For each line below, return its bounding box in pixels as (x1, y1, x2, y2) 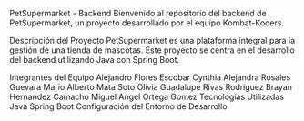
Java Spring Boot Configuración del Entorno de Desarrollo (9, 101, 228, 112)
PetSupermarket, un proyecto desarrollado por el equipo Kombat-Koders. (9, 17, 285, 28)
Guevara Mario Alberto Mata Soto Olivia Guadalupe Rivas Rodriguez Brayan (9, 82, 293, 92)
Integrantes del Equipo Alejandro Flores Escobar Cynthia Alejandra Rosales (9, 72, 291, 83)
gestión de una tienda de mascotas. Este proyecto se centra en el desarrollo (9, 45, 296, 55)
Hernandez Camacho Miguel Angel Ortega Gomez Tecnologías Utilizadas (9, 91, 285, 102)
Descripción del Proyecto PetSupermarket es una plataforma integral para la (9, 35, 296, 45)
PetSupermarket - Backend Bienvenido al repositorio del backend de (9, 8, 267, 18)
